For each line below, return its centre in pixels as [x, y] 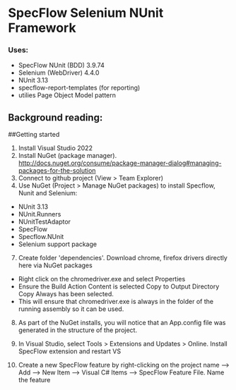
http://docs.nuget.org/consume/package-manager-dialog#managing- [120, 163]
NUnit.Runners [40, 214]
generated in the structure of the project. [77, 330]
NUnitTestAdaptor [45, 222]
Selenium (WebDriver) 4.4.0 [59, 73]
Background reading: [55, 117]
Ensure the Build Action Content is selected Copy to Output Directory [119, 286]
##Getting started [34, 135]
